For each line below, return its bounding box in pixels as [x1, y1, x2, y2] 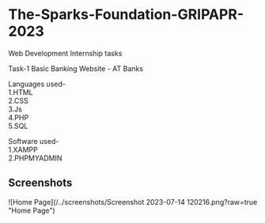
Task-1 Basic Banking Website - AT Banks [8, 63, 144, 73]
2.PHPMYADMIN [8, 153, 62, 163]
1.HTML [8, 87, 33, 96]
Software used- [8, 136, 59, 146]
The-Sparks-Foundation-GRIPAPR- [8, 6, 244, 24]
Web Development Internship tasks [8, 48, 123, 58]
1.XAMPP [8, 145, 38, 154]
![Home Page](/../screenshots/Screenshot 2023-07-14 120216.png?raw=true [8, 197, 258, 206]
